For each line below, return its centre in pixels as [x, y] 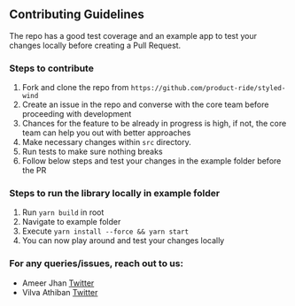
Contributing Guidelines [77, 15]
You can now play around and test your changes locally [123, 241]
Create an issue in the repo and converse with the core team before [145, 104]
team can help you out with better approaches [106, 133]
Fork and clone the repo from [75, 88]
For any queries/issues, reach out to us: [97, 264]
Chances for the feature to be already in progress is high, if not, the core [154, 124]
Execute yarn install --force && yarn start [105, 231]
